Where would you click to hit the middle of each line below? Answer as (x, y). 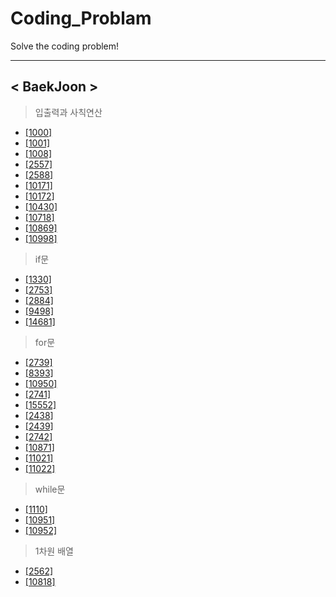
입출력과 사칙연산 (68, 112)
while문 (50, 489)
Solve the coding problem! (65, 46)
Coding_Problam (81, 18)
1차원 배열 (54, 551)
